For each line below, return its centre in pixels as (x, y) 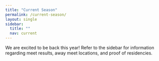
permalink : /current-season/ (36, 15)
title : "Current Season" (31, 10)
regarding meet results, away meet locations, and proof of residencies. (79, 53)
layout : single (21, 19)
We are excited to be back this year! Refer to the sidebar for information (80, 48)
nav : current (23, 33)
